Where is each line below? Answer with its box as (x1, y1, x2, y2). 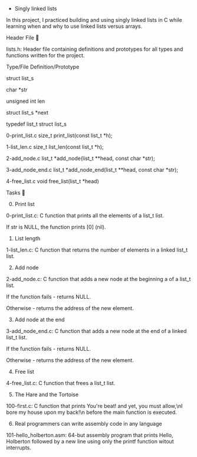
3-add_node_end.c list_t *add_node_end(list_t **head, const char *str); (6, 167, 179, 173)
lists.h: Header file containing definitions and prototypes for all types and (6, 45, 183, 53)
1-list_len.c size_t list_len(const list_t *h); (6, 143, 104, 150)
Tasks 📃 (6, 189, 25, 196)
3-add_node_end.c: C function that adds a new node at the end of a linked (6, 328, 187, 334)
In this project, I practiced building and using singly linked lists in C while (6, 17, 182, 23)
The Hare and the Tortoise (14, 391, 78, 398)
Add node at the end (14, 316, 65, 323)
